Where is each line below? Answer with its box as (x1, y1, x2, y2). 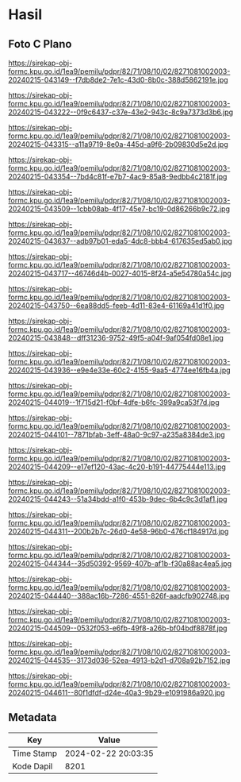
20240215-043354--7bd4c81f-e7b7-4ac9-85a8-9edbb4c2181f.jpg (8, 172, 228, 181)
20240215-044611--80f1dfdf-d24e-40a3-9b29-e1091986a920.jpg (8, 688, 225, 697)
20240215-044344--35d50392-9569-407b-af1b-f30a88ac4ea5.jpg (8, 559, 232, 568)
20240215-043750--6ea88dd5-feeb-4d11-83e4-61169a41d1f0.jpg (8, 301, 224, 310)
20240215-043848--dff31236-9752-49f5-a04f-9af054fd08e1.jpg (8, 333, 224, 342)
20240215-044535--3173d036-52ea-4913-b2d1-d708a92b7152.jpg (8, 656, 231, 665)
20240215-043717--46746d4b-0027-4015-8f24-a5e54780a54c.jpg (8, 268, 231, 278)
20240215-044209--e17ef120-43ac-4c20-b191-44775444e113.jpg (8, 462, 226, 472)
